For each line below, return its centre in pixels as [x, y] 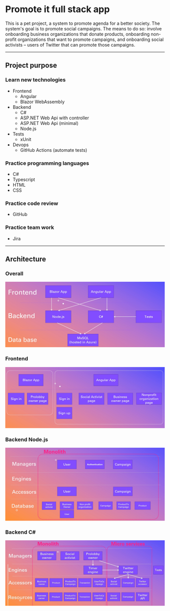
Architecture [26, 259]
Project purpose [31, 66]
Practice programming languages [47, 163]
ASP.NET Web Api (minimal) [49, 123]
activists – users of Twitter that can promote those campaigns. [70, 45]
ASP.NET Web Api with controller [55, 118]
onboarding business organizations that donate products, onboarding [78, 34]
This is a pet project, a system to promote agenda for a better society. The [83, 23]
